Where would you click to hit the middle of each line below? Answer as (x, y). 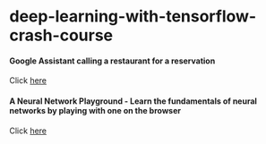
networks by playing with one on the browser (95, 110)
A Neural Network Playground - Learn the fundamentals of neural (133, 101)
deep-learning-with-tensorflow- (133, 17)
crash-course (61, 35)
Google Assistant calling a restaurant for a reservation (112, 61)
